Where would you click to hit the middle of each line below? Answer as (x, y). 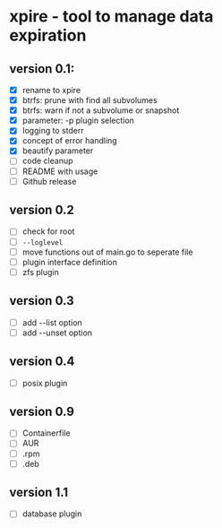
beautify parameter (58, 151)
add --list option (52, 322)
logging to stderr (53, 131)
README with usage (60, 171)
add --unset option (57, 333)
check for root (48, 231)
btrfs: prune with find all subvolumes (90, 100)
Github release (49, 181)
